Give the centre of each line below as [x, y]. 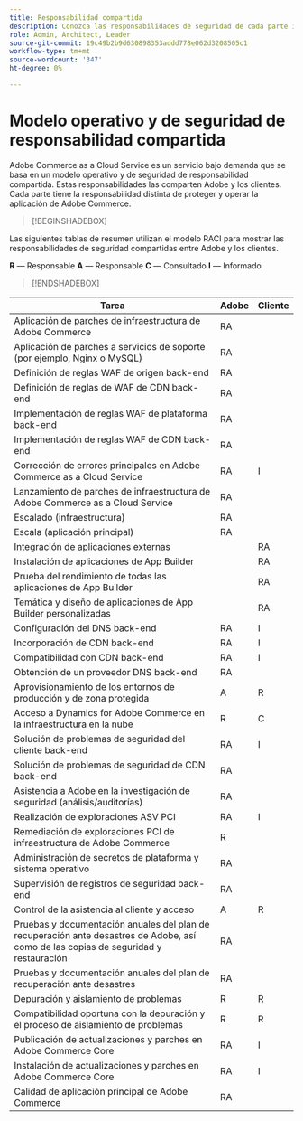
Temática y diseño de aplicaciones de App [104, 602]
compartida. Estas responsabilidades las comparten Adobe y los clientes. [146, 184]
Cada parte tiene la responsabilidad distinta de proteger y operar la [134, 193]
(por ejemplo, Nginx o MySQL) [78, 358]
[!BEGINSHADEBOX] [69, 221]
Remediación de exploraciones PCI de [94, 831]
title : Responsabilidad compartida [76, 18]
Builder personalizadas [62, 613]
